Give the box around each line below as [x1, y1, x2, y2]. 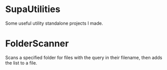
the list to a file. [5, 59, 37, 66]
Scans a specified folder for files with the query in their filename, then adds [5, 54, 162, 60]
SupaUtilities [5, 4, 61, 15]
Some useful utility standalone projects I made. [5, 20, 103, 26]
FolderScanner [5, 38, 69, 49]
